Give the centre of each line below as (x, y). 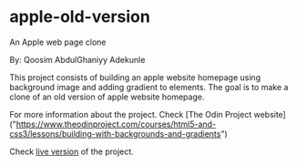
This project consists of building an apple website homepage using (135, 77)
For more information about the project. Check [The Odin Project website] (148, 114)
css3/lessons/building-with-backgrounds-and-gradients (115, 133)
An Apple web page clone (58, 42)
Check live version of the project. (72, 151)
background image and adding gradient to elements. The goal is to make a (149, 87)
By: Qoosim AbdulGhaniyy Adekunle (77, 59)
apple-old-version (80, 17)
